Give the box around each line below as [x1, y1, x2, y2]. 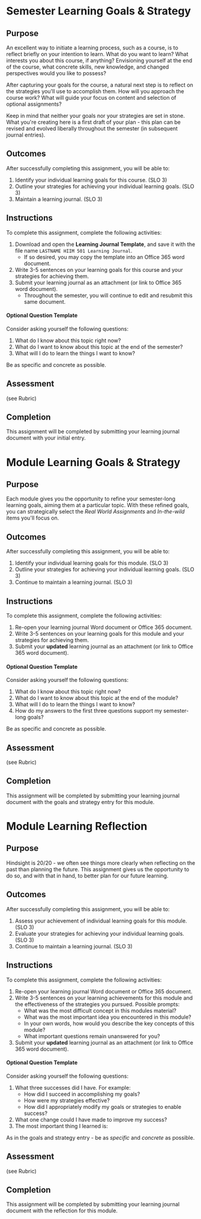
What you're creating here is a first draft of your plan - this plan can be [6, 118, 181, 126]
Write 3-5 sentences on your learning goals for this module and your [14, 630, 185, 637]
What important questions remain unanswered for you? [23, 1033, 160, 1040]
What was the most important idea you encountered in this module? [23, 1013, 191, 1021]
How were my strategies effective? [23, 1096, 110, 1104]
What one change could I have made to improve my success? [14, 1116, 167, 1123]
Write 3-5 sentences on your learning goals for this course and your [14, 266, 183, 273]
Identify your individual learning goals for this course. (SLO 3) [14, 176, 167, 183]
